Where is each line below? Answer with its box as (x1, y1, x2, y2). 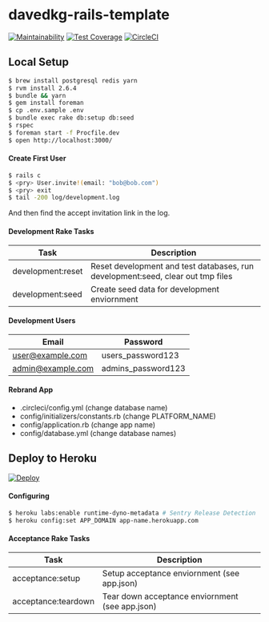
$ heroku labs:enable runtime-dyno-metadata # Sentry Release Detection (8, 509, 256, 517)
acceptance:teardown (12, 596, 94, 607)
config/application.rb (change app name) (19, 419, 156, 430)
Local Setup (8, 55, 70, 69)
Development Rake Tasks (8, 226, 94, 236)
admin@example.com (12, 362, 94, 374)
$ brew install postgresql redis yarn (8, 76, 138, 85)
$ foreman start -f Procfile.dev (8, 128, 120, 137)
